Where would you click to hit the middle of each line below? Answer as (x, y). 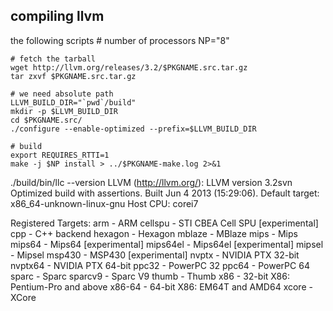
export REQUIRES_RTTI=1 (60, 155)
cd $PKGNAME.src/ (46, 120)
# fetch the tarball (53, 59)
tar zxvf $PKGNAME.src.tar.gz (73, 76)
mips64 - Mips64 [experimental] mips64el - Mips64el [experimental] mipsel (167, 244)
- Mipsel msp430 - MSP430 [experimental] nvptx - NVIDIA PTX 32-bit (155, 255)
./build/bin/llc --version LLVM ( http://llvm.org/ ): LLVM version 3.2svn (151, 182)
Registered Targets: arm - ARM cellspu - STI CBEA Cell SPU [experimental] (164, 223)
